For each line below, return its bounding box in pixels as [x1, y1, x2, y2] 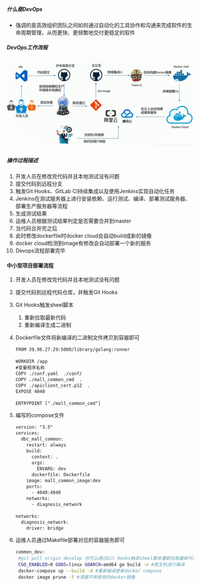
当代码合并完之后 [15, 225, 58, 232]
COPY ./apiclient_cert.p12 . [15, 383, 91, 389]
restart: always [26, 442, 66, 448]
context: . [31, 454, 59, 460]
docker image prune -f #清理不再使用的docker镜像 [18, 574, 135, 580]
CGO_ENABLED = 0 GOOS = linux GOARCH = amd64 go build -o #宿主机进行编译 [18, 562, 185, 568]
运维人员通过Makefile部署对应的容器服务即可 [15, 537, 125, 544]
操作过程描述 [7, 156, 38, 163]
